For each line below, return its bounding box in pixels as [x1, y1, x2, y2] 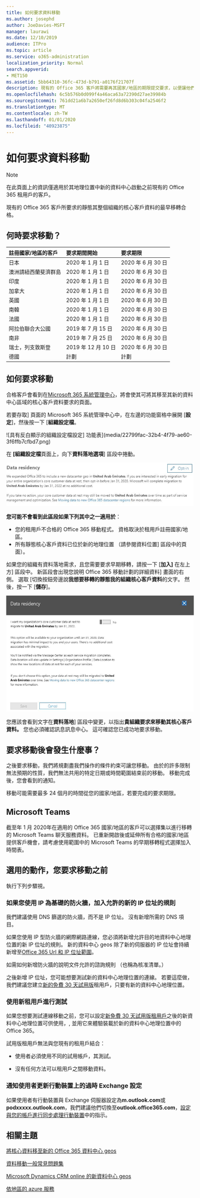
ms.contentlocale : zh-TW [6, 110, 68, 116]
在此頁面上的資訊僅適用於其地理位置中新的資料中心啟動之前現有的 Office [6, 184, 185, 191]
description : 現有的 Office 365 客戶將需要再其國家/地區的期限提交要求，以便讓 [6, 85, 186, 91]
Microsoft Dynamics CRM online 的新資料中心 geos [6, 1173, 132, 1180]
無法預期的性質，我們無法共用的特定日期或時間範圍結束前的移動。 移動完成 [6, 769, 190, 777]
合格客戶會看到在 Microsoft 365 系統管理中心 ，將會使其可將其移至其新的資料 [6, 391, 193, 398]
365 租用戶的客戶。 [6, 191, 54, 198]
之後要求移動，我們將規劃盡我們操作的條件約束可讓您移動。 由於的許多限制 [6, 762, 190, 769]
